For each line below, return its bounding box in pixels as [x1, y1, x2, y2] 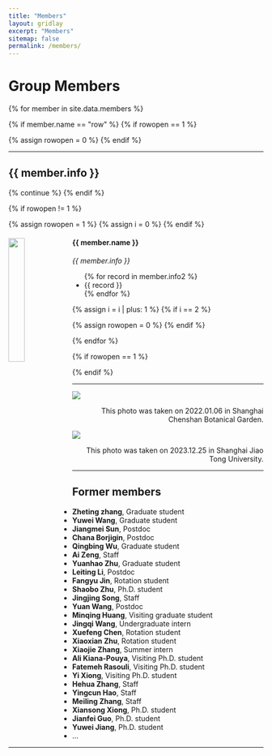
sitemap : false [8, 34, 60, 43]
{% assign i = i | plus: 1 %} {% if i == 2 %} [72, 305, 211, 315]
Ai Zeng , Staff [72, 549, 120, 560]
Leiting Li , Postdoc [72, 567, 135, 577]
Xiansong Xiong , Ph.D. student [72, 705, 176, 715]
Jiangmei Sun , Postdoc [72, 524, 151, 534]
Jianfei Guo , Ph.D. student [72, 713, 160, 723]
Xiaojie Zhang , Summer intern [72, 644, 173, 654]
